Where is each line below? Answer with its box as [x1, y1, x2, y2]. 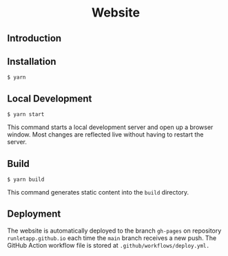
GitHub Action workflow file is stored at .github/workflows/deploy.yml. [7, 241, 210, 249]
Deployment [7, 208, 61, 220]
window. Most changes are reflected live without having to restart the [7, 130, 204, 139]
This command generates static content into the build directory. [7, 188, 189, 197]
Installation [7, 55, 56, 67]
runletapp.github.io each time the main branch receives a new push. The [7, 233, 217, 242]
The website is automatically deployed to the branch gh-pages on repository [7, 226, 222, 235]
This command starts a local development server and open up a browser [7, 123, 214, 132]
